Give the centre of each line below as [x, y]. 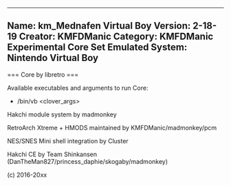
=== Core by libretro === [43, 74]
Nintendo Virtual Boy [53, 58]
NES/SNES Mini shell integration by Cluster [68, 140]
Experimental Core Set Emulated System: [97, 48]
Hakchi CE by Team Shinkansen [52, 154]
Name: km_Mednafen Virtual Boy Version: [99, 26]
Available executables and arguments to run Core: [78, 88]
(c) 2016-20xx [27, 175]
